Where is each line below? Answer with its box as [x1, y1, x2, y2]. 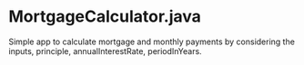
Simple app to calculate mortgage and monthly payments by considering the [8, 36, 295, 47]
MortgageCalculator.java [8, 6, 202, 27]
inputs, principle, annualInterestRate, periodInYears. [8, 45, 202, 56]
